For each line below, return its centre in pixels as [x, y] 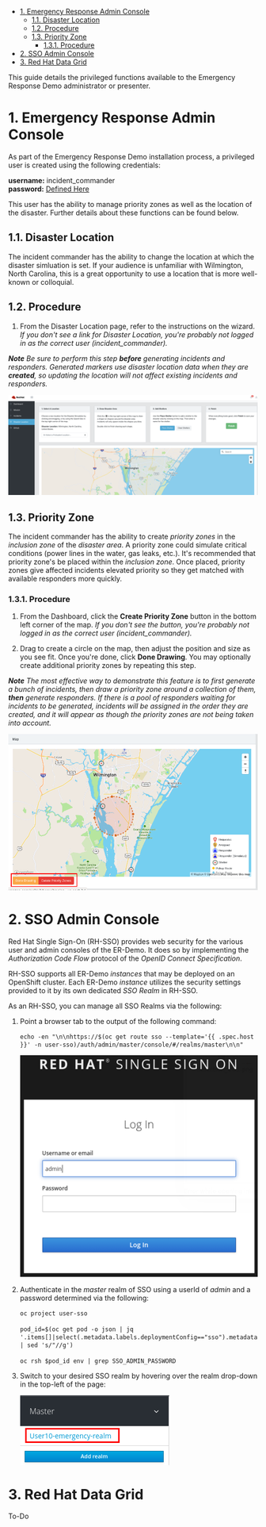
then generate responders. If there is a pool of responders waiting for [122, 698]
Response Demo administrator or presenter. [80, 86]
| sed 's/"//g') [46, 1345]
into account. [30, 723]
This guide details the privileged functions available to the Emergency [122, 77]
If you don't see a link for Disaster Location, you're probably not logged [137, 334]
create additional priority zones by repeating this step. [108, 666]
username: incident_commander [62, 180]
